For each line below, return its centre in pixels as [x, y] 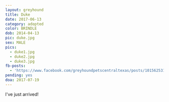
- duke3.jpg [22, 61]
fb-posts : [16, 66]
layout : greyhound [24, 10]
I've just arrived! [22, 94]
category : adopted [24, 24]
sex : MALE [16, 43]
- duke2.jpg [22, 57]
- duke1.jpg [22, 52]
